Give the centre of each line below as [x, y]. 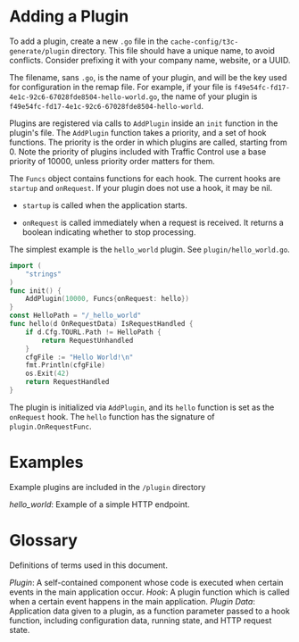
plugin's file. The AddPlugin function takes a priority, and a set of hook [138, 132]
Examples [46, 463]
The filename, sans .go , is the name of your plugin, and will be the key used [148, 77]
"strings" [44, 274]
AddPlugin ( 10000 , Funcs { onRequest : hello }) [108, 299]
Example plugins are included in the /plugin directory [108, 487]
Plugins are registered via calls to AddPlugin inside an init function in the [144, 123]
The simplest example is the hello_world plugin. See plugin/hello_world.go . [149, 249]
